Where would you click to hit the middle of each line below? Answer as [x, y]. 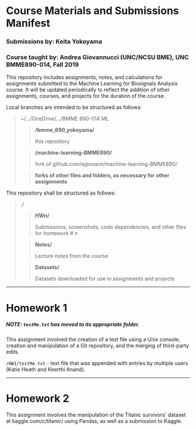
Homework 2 [38, 398]
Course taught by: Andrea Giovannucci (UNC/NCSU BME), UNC [97, 57]
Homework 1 [37, 308]
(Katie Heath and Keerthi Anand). [46, 369]
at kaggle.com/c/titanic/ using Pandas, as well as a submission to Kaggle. [94, 421]
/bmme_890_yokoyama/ [65, 130]
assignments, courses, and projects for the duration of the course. [86, 96]
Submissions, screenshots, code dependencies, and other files [111, 227]
